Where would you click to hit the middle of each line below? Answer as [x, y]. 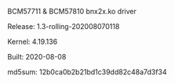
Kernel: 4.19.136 [33, 41]
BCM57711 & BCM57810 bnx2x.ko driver [72, 11]
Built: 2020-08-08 [37, 57]
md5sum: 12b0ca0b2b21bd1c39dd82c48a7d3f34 [87, 72]
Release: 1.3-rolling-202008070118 [64, 26]
